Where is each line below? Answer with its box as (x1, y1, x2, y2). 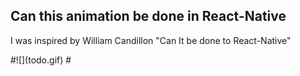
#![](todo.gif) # (10, 54, 72, 66)
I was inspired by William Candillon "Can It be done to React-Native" (10, 34, 292, 46)
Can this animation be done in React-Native (10, 8, 287, 25)
